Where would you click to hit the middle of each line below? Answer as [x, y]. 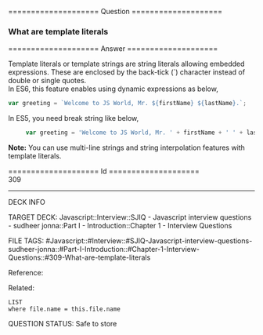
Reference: [26, 273]
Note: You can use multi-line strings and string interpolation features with [126, 147]
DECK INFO [27, 202]
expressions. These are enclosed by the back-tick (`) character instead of [126, 72]
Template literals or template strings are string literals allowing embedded [126, 64]
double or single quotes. [47, 81]
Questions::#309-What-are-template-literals [79, 257]
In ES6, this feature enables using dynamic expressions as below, [113, 89]
